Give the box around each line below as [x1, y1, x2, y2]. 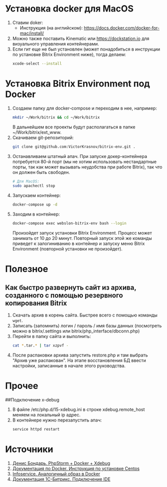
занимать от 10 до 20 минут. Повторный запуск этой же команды [12, 235, 152, 241]
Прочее [5, 380, 38, 391]
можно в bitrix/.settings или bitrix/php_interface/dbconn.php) [12, 328, 140, 334]
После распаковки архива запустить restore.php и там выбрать [12, 352, 148, 358]
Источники [5, 443, 53, 455]
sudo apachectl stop [12, 183, 55, 188]
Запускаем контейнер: [12, 192, 61, 198]
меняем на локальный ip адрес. [12, 411, 81, 417]
